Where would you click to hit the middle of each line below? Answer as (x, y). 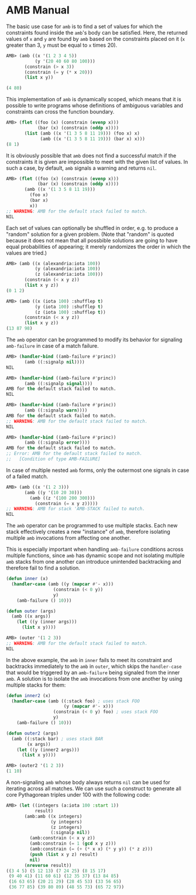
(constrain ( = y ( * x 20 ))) (59, 72)
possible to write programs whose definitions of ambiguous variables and (94, 105)
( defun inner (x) (27, 579)
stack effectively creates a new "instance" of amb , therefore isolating (88, 532)
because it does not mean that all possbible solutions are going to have (92, 240)
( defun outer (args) (31, 611)
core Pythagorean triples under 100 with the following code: (78, 795)
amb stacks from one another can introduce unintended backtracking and (94, 562)
